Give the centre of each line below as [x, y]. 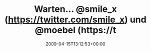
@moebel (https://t [75, 30]
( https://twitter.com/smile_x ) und [75, 20]
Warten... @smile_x [75, 9]
